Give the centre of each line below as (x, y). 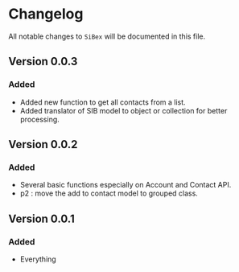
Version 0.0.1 (41, 218)
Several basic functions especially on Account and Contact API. (126, 185)
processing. (40, 119)
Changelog (46, 14)
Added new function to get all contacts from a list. (103, 102)
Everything (38, 259)
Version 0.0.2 (43, 144)
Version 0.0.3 (43, 62)
